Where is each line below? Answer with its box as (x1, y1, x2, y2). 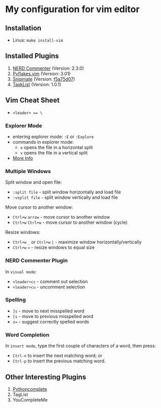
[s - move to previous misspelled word (12, 313, 94, 319)
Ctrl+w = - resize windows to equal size (12, 244, 95, 251)
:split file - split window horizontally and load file (12, 189, 122, 195)
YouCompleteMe (12, 396, 48, 403)
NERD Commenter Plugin (5, 257, 68, 264)
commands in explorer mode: (12, 139, 74, 145)
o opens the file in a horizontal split (20, 144, 93, 150)
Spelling (5, 296, 26, 303)
